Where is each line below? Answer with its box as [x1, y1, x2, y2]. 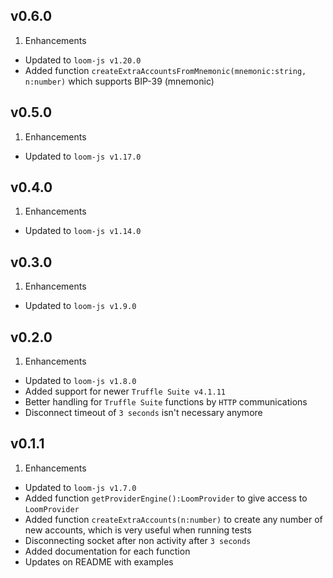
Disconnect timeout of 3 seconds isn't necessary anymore [24, 407, 263, 419]
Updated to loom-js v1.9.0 [24, 300, 137, 312]
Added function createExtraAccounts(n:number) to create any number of [24, 513, 323, 525]
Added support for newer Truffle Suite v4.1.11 [24, 385, 226, 398]
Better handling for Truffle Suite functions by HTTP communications [24, 396, 308, 408]
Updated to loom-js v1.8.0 [24, 375, 137, 387]
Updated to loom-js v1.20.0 [24, 54, 142, 66]
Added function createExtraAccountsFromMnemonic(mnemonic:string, [24, 64, 307, 76]
